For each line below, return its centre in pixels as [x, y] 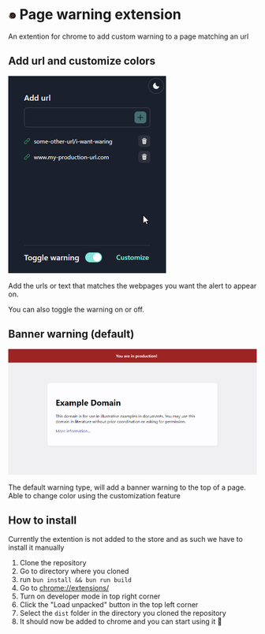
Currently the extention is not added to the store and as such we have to [125, 539]
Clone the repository [53, 563]
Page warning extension [100, 15]
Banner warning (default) [71, 334]
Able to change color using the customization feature [95, 495]
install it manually [36, 548]
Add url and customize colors [82, 61]
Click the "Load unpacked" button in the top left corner [109, 605]
